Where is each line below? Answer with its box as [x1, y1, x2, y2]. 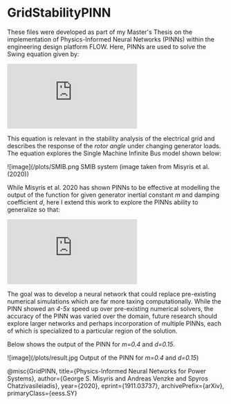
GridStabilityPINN [7, 5, 111, 21]
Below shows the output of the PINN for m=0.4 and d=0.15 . [7, 340, 175, 348]
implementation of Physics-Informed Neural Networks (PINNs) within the [7, 35, 214, 43]
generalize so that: [7, 205, 60, 213]
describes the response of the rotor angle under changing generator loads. [7, 141, 221, 150]
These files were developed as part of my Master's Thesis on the [7, 28, 192, 36]
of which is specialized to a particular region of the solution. [7, 326, 178, 335]
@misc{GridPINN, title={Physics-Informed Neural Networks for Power [7, 367, 206, 375]
